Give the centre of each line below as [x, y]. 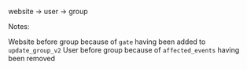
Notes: [19, 26]
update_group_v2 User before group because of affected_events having [124, 50]
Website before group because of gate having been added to [107, 42]
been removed [32, 58]
